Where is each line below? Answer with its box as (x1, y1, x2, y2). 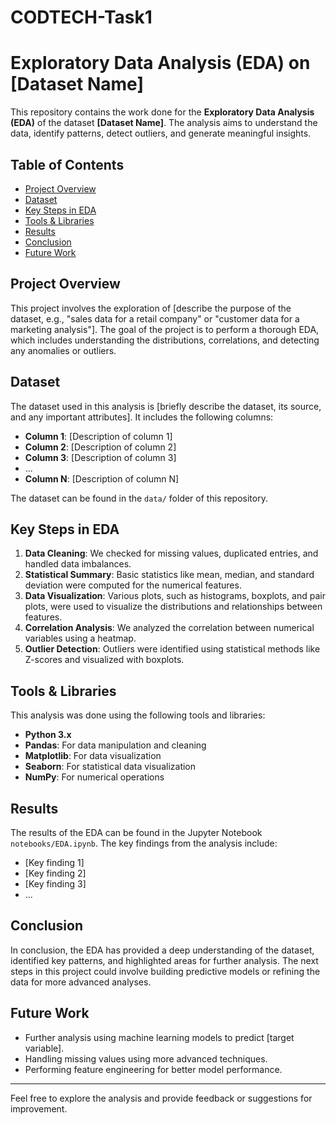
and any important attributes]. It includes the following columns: (10, 411, 274, 423)
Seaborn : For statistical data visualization (24, 761, 197, 773)
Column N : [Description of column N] (24, 472, 180, 485)
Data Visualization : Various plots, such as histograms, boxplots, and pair (24, 590, 326, 602)
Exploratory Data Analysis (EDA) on (10, 52, 311, 75)
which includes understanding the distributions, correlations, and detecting (10, 334, 320, 346)
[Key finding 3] (24, 878, 87, 890)
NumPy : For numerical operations (24, 771, 165, 783)
